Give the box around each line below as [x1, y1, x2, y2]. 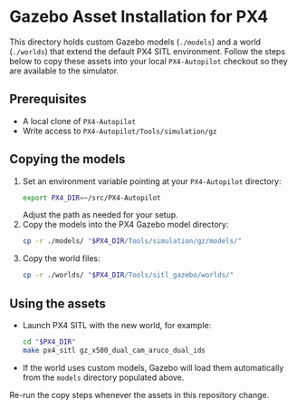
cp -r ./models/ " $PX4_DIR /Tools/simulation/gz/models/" [22, 237, 243, 246]
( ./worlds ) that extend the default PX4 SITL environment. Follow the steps [9, 45, 286, 56]
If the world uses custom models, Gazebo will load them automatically [22, 362, 284, 373]
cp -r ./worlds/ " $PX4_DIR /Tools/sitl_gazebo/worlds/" [22, 270, 235, 280]
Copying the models [9, 151, 126, 167]
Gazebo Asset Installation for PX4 [9, 6, 269, 27]
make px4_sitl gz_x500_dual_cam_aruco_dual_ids [22, 346, 206, 355]
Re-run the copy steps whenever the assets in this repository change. [9, 389, 270, 400]
